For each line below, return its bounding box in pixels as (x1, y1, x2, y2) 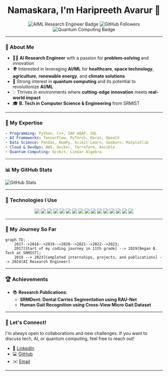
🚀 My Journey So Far (5, 226, 56, 233)
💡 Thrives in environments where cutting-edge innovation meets (12, 89, 147, 95)
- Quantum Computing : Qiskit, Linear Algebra (5, 150, 101, 155)
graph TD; (5, 237, 26, 242)
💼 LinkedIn (12, 345, 34, 351)
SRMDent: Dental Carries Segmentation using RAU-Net (19, 296, 137, 302)
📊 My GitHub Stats (5, 166, 52, 173)
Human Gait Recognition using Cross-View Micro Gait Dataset (19, 302, 151, 308)
